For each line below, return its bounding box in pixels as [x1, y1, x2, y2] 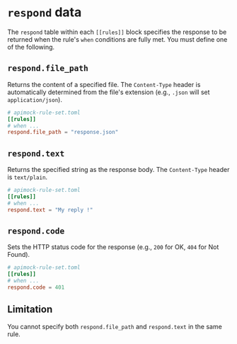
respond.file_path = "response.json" [7, 129, 119, 136]
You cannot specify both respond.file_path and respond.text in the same [7, 322, 223, 331]
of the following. [7, 42, 55, 51]
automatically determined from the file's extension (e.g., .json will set [7, 88, 210, 96]
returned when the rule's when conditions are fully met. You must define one [7, 35, 228, 43]
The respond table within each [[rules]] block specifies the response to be [7, 28, 227, 36]
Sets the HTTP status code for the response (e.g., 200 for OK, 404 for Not [7, 243, 219, 251]
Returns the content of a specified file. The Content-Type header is [7, 80, 201, 88]
